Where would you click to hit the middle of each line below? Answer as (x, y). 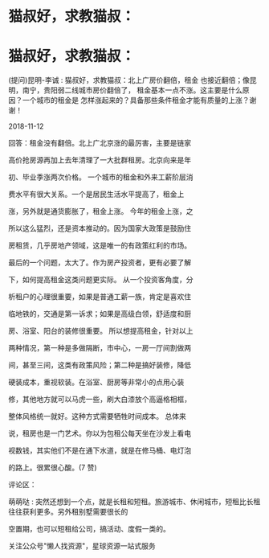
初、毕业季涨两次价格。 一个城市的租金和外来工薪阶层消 (101, 177)
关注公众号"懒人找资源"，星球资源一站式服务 (82, 546)
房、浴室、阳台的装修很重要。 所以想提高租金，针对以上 (101, 331)
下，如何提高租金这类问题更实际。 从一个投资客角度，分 (101, 280)
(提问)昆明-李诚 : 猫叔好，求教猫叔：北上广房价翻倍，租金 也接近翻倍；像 (129, 80)
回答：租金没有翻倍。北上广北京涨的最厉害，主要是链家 (100, 143)
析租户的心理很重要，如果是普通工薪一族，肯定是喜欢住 (100, 297)
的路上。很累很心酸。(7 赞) (53, 468)
